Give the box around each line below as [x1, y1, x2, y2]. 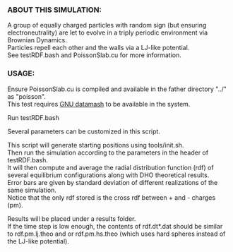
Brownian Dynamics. [7, 36, 67, 44]
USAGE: [7, 68, 35, 78]
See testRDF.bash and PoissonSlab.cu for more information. [7, 51, 182, 59]
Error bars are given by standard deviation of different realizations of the [7, 178, 218, 186]
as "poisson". [7, 92, 46, 100]
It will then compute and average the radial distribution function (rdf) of [7, 163, 214, 172]
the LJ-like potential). [7, 236, 69, 245]
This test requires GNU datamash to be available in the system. [7, 100, 191, 108]
